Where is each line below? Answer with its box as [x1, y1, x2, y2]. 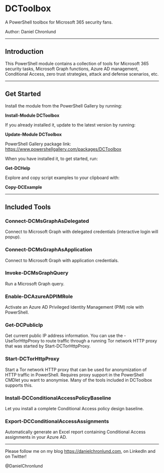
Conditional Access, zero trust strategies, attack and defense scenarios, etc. [5, 71, 159, 77]
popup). [5, 234, 21, 240]
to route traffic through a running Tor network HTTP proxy [41, 338, 157, 344]
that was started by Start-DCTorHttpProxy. [5, 343, 91, 349]
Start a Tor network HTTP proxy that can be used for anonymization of [5, 367, 147, 372]
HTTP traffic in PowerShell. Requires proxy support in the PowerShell [5, 371, 144, 378]
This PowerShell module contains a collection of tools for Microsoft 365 [5, 60, 149, 66]
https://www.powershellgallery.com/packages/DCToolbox [5, 146, 122, 152]
